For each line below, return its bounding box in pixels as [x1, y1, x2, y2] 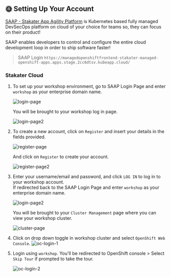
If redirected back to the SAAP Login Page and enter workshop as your [12, 184, 160, 190]
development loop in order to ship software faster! [5, 44, 111, 51]
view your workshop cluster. [12, 215, 72, 221]
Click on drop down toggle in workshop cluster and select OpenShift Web [12, 235, 165, 241]
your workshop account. [12, 179, 65, 185]
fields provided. [12, 134, 46, 140]
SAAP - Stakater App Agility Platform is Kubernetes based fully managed [5, 18, 158, 24]
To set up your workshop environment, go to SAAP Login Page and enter [12, 83, 166, 90]
